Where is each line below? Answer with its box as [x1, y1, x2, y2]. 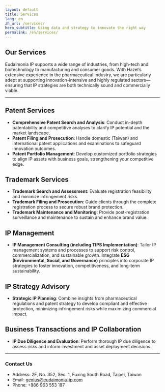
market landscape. [12, 130, 50, 136]
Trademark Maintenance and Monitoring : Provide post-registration [12, 210, 150, 215]
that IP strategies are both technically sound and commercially [24, 82, 151, 88]
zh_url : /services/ [5, 21, 45, 26]
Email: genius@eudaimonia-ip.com [12, 377, 83, 383]
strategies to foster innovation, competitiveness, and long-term [12, 263, 140, 269]
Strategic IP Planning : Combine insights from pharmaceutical [12, 296, 137, 302]
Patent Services [5, 106, 55, 115]
